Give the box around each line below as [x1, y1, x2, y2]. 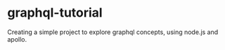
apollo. [7, 35, 27, 43]
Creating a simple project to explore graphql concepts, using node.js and [7, 28, 219, 36]
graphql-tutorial [7, 5, 103, 21]
